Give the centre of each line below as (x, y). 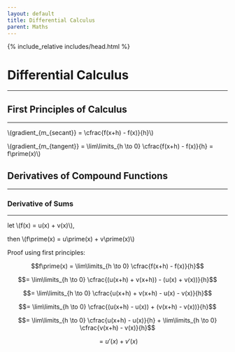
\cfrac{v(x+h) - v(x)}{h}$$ (117, 328)
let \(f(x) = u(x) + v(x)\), (41, 225)
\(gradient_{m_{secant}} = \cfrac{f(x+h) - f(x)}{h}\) (80, 133)
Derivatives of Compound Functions (87, 176)
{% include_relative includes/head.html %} (69, 47)
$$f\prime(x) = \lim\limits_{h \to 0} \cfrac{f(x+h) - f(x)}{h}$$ (117, 266)
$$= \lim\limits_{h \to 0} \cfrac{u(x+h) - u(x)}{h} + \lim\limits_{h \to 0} (117, 321)
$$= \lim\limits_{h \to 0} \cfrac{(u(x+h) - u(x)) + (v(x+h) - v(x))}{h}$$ (117, 307)
